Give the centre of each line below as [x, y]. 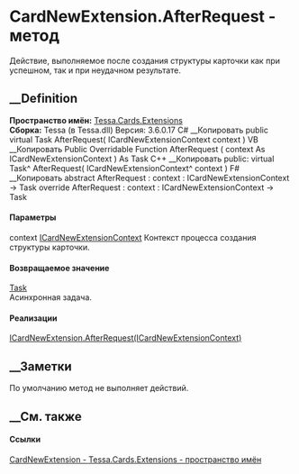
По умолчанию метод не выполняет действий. [99, 388]
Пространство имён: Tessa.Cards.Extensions [96, 120]
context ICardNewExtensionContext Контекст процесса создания [133, 237]
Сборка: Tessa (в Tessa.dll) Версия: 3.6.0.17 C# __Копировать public [139, 130]
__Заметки [41, 366]
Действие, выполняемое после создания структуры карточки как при [145, 60]
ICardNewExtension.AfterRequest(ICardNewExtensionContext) [126, 338]
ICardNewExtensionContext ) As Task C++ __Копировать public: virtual [142, 159]
